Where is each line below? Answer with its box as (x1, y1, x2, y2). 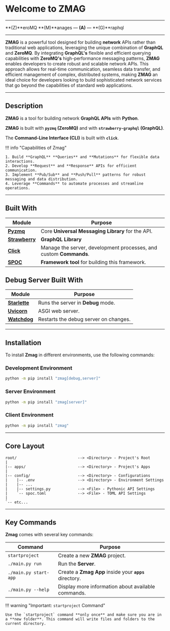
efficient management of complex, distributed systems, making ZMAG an (5, 71, 158, 78)
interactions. (5, 159, 35, 164)
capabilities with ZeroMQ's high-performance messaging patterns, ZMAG (5, 55, 160, 61)
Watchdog (8, 316, 34, 323)
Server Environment (5, 388, 56, 395)
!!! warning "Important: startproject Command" (5, 603, 105, 609)
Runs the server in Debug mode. (38, 300, 115, 307)
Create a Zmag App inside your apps (58, 569, 145, 576)
